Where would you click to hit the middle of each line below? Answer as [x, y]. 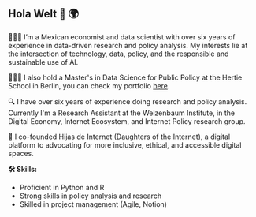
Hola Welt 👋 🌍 [44, 14]
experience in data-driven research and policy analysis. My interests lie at [128, 45]
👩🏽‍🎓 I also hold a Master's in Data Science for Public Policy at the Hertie [125, 77]
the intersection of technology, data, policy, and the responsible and [119, 54]
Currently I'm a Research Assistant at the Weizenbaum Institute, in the [121, 113]
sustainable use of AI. [43, 62]
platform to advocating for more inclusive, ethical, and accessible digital [125, 144]
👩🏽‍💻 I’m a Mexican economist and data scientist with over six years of [122, 37]
